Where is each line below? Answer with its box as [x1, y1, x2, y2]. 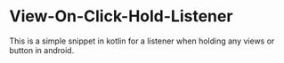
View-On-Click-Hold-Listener [9, 6, 233, 27]
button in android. [9, 44, 75, 55]
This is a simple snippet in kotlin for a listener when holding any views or [9, 35, 275, 46]
